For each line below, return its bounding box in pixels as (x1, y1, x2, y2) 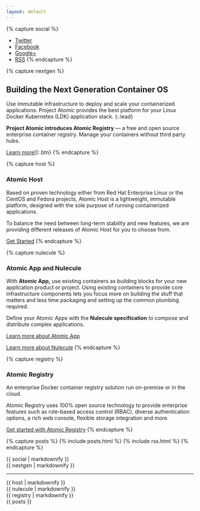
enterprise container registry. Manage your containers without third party (6, 131, 186, 138)
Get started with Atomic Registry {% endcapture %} (6, 426, 133, 433)
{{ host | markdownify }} (6, 479, 65, 487)
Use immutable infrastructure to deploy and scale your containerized (6, 100, 175, 107)
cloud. (6, 390, 22, 398)
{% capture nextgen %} (6, 67, 64, 75)
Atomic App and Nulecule (6, 264, 82, 272)
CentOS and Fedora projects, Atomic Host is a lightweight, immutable (6, 195, 176, 202)
